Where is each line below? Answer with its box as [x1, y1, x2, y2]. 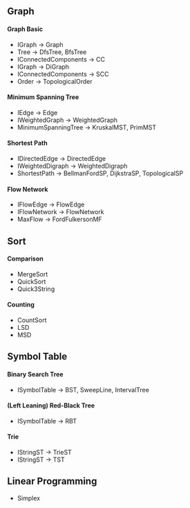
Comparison [7, 254, 44, 263]
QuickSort [17, 277, 46, 286]
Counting [7, 301, 35, 309]
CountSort [17, 316, 47, 324]
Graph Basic [7, 24, 44, 33]
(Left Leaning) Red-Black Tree [7, 401, 95, 410]
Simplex [17, 493, 40, 502]
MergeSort [17, 270, 48, 278]
